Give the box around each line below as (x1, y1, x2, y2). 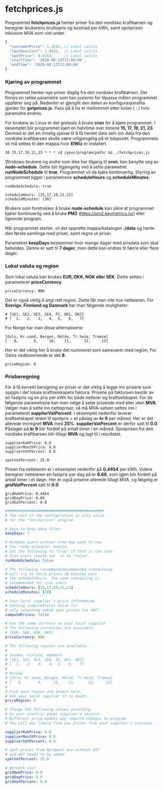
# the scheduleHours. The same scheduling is (5, 576, 99, 581)
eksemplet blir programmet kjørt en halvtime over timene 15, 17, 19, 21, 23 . (5, 125, 154, 131)
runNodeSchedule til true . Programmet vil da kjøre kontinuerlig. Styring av (5, 169, 156, 175)
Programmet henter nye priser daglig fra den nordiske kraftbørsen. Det (5, 90, 148, 96)
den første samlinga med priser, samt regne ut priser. (5, 230, 112, 236)
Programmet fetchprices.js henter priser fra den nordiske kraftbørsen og (5, 20, 153, 25)
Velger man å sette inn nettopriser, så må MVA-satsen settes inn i (5, 405, 137, 411)
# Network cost (5, 765, 36, 770)
